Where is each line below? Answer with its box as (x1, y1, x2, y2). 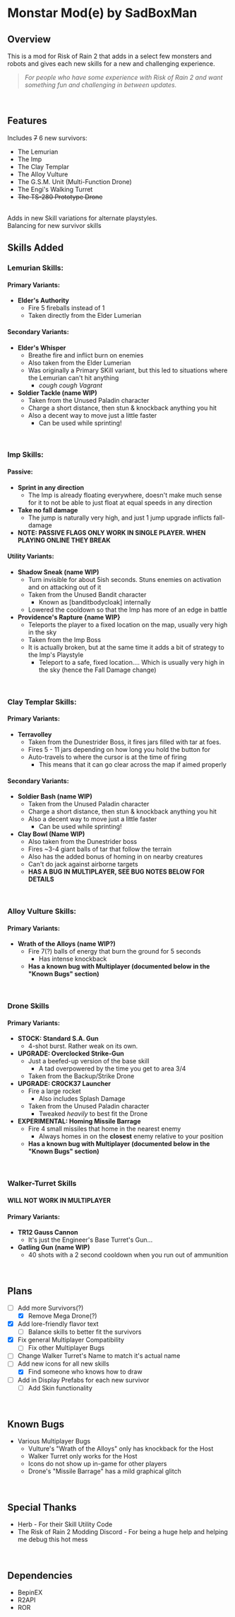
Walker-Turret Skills (7, 1179, 77, 1189)
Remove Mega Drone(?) (28, 1312, 97, 1320)
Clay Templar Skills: (7, 697, 77, 707)
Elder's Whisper (17, 343, 66, 352)
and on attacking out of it (28, 583, 102, 591)
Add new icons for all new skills (17, 1359, 109, 1368)
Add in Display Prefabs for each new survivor (17, 1376, 150, 1384)
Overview (7, 33, 52, 45)
